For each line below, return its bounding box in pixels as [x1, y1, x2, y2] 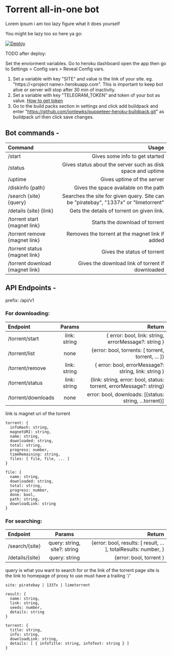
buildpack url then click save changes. [12, 114, 94, 120]
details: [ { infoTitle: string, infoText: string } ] [10, 641, 130, 646]
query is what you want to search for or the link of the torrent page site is [5, 567, 160, 573]
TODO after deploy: [5, 50, 47, 56]
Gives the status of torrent [101, 248, 164, 255]
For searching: [5, 517, 42, 524]
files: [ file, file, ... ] [10, 456, 70, 461]
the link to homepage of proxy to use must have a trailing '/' [5, 573, 131, 579]
